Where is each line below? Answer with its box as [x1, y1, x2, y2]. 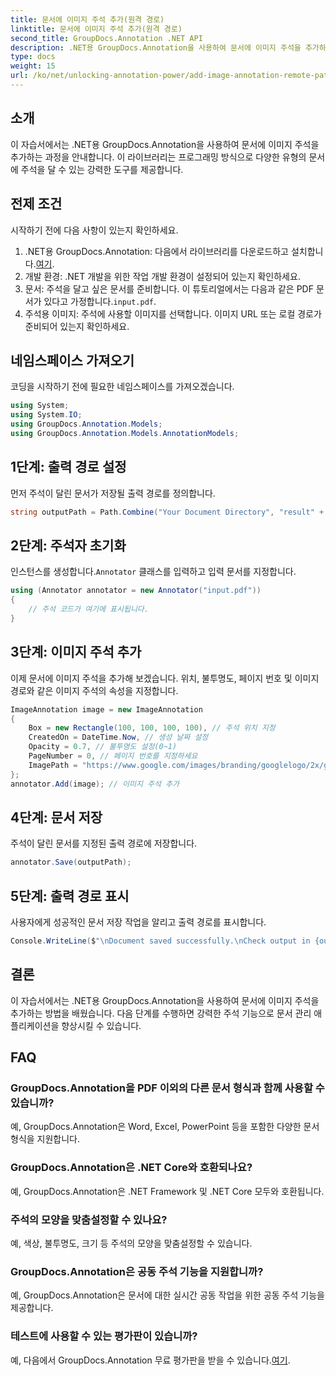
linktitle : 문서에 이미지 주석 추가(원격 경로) [10, 24, 183, 34]
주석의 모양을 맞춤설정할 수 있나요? [10, 1212, 168, 1226]
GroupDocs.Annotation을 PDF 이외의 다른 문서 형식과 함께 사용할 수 [10, 1081, 325, 1095]
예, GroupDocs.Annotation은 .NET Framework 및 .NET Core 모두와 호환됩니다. [10, 1185, 325, 1197]
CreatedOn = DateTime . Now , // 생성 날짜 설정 [28, 732, 209, 743]
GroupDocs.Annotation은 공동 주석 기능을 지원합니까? [10, 1264, 264, 1278]
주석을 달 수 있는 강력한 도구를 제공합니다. [20, 163, 184, 175]
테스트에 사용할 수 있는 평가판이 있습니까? [10, 1329, 198, 1343]
